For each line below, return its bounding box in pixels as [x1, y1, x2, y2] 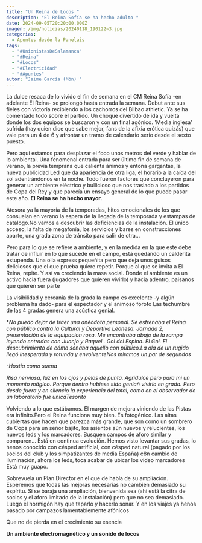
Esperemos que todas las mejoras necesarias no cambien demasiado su [6, 481, 186, 489]
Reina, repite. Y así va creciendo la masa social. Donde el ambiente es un [6, 270, 188, 277]
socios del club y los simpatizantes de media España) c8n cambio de [6, 450, 178, 457]
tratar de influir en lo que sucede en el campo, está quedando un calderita [6, 250, 191, 258]
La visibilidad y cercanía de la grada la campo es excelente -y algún [6, 294, 175, 301]
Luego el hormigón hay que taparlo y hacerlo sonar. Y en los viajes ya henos [6, 500, 197, 508]
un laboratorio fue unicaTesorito [6, 394, 86, 401]
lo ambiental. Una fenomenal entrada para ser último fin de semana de [6, 156, 181, 163]
